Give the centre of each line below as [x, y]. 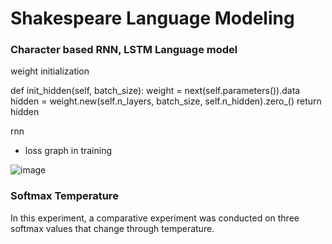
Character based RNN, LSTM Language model [124, 50]
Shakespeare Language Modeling [152, 18]
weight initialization [50, 71]
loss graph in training [68, 151]
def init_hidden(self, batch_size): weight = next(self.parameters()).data [155, 91]
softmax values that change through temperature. [112, 228]
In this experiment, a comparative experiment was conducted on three [155, 218]
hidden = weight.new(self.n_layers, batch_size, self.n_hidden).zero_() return [166, 101]
